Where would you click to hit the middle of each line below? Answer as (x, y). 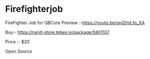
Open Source (19, 51)
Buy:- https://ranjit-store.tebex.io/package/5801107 (57, 32)
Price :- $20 (17, 42)
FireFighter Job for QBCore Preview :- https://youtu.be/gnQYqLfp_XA (75, 23)
